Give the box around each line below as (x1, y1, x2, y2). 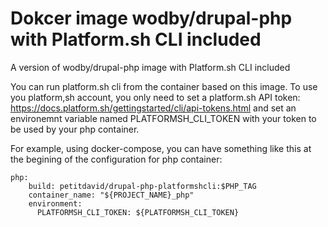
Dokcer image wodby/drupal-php (10, 7, 293, 30)
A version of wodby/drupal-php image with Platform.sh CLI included (10, 61, 291, 73)
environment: (28, 198, 83, 209)
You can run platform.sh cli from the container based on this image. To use (10, 80, 318, 92)
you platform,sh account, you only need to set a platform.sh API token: (10, 91, 301, 103)
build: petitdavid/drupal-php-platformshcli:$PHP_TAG (28, 181, 257, 191)
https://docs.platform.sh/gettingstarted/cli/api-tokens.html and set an (10, 102, 297, 114)
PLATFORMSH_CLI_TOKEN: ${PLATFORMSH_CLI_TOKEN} (36, 207, 240, 217)
